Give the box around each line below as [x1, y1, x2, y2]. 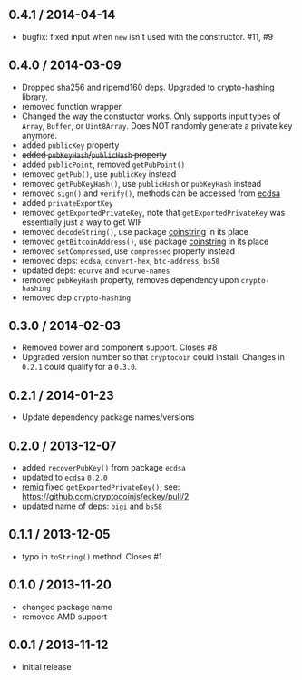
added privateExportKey [21, 197, 114, 208]
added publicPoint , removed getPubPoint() [21, 159, 186, 170]
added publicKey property [21, 140, 120, 151]
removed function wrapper [21, 101, 122, 112]
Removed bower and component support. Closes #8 [21, 342, 218, 353]
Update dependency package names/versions [21, 412, 195, 423]
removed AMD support [21, 611, 108, 622]
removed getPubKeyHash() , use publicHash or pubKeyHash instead [21, 178, 262, 189]
